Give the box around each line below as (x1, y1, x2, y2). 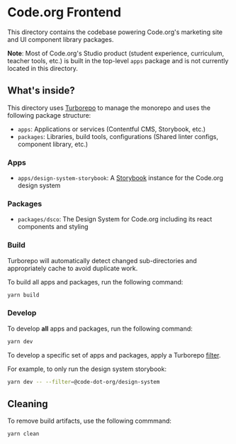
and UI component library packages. (7, 35, 114, 43)
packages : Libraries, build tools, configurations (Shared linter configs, (17, 132, 218, 140)
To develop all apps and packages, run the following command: (7, 324, 193, 333)
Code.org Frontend (7, 4, 122, 21)
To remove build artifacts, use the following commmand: (7, 416, 172, 426)
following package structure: (7, 111, 91, 119)
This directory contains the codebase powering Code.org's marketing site (7, 28, 223, 36)
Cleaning (7, 398, 48, 410)
